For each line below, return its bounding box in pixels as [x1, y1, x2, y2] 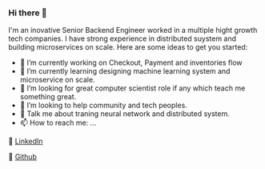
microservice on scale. [19, 75, 95, 85]
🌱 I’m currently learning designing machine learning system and [19, 66, 231, 76]
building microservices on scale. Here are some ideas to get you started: [8, 42, 248, 52]
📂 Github [8, 152, 38, 162]
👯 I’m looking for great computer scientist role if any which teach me [19, 83, 246, 93]
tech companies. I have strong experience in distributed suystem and [8, 34, 237, 43]
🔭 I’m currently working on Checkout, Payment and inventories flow [19, 58, 243, 67]
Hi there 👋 [8, 7, 48, 18]
